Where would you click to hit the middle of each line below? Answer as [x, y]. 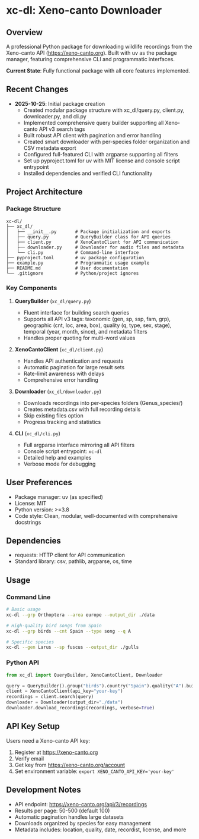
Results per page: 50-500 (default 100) [62, 810]
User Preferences [39, 483]
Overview [25, 32]
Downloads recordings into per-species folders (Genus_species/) [103, 403]
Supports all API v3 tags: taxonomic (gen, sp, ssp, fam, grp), [97, 319]
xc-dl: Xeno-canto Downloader [84, 10]
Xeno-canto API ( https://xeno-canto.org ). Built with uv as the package [92, 53]
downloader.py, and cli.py [55, 116]
